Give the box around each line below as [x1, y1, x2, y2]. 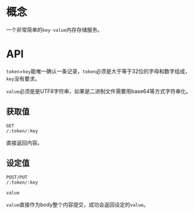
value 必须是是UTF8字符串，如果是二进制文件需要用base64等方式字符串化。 [6, 87, 192, 95]
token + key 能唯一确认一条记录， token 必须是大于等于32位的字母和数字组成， [6, 68, 190, 75]
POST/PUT [6, 174, 28, 180]
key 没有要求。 [6, 75, 40, 82]
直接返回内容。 [6, 139, 43, 146]
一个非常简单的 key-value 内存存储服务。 [6, 26, 103, 33]
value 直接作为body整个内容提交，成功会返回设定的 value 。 [6, 201, 149, 208]
